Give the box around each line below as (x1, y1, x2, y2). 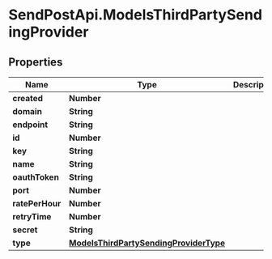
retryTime (12, 211, 52, 222)
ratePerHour (12, 198, 62, 209)
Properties (8, 55, 63, 69)
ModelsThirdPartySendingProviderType (68, 237, 225, 248)
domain (12, 106, 43, 117)
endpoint (12, 119, 49, 130)
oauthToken (12, 172, 59, 183)
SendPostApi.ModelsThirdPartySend (8, 6, 263, 24)
